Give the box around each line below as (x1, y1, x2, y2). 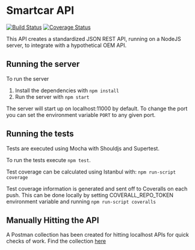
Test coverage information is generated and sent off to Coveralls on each (6, 185, 188, 192)
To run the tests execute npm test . (6, 156, 91, 163)
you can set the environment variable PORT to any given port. (6, 111, 156, 118)
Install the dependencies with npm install (14, 87, 119, 94)
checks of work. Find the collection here (6, 237, 107, 245)
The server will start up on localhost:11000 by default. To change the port (6, 105, 188, 112)
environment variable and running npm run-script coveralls (6, 198, 156, 205)
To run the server (6, 75, 49, 82)
